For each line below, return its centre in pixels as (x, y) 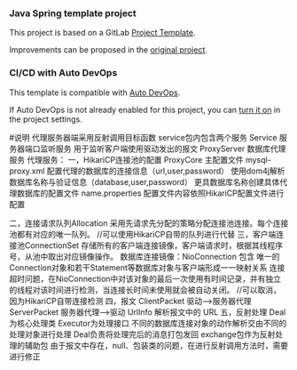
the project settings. (46, 119)
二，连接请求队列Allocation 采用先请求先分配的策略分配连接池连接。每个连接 (149, 223)
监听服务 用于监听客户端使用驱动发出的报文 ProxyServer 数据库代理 (163, 149)
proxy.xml (27, 171)
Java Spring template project (73, 13)
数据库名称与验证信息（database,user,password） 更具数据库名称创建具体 (145, 181)
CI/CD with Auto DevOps (63, 73)
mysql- (258, 159)
